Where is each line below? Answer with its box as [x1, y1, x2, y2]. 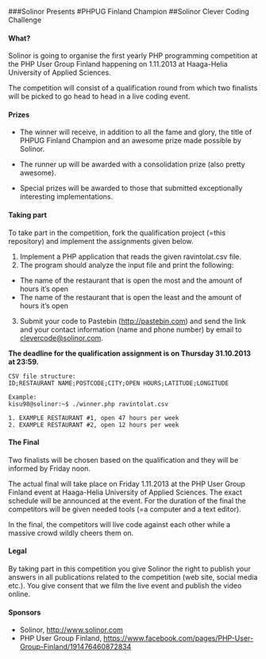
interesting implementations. [19, 192, 114, 202]
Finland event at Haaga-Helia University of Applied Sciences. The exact [8, 488, 242, 497]
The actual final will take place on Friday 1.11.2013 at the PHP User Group [8, 479, 246, 488]
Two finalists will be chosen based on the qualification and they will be [8, 455, 239, 464]
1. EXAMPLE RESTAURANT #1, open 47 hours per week [8, 414, 179, 422]
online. [8, 589, 30, 599]
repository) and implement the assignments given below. [8, 236, 194, 245]
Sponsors [8, 607, 41, 617]
